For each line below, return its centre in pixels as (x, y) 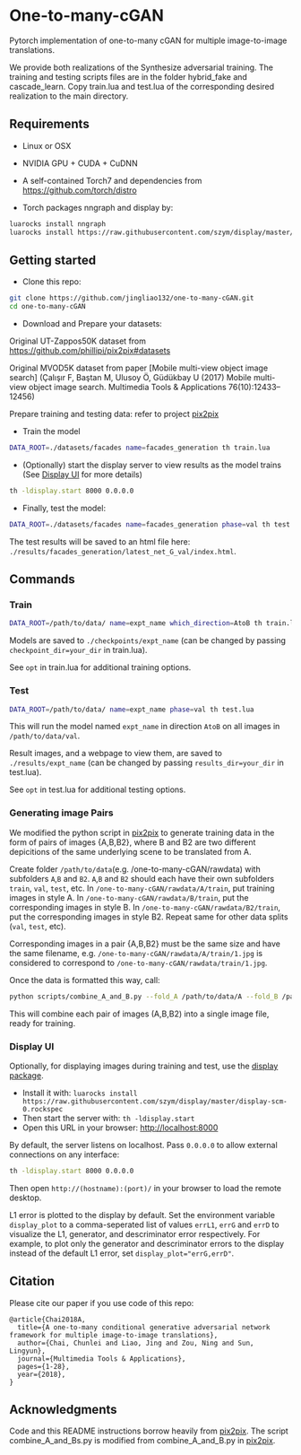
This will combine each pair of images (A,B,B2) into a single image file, (139, 1014)
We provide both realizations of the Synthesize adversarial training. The (142, 67)
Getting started (53, 260)
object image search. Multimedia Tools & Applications (127, 388)
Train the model (51, 431)
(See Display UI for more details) (82, 474)
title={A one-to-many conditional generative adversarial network (144, 1327)
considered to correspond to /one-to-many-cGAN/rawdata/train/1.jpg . (138, 963)
